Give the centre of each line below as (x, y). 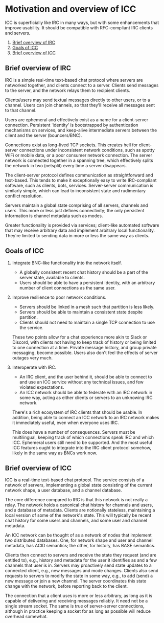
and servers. (18, 33)
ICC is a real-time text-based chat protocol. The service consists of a (75, 480)
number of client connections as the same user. (68, 288)
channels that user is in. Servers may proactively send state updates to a (78, 565)
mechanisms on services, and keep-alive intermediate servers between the (81, 130)
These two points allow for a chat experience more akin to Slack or (80, 337)
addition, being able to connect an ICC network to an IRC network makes (85, 417)
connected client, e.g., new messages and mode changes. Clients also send (82, 571)
